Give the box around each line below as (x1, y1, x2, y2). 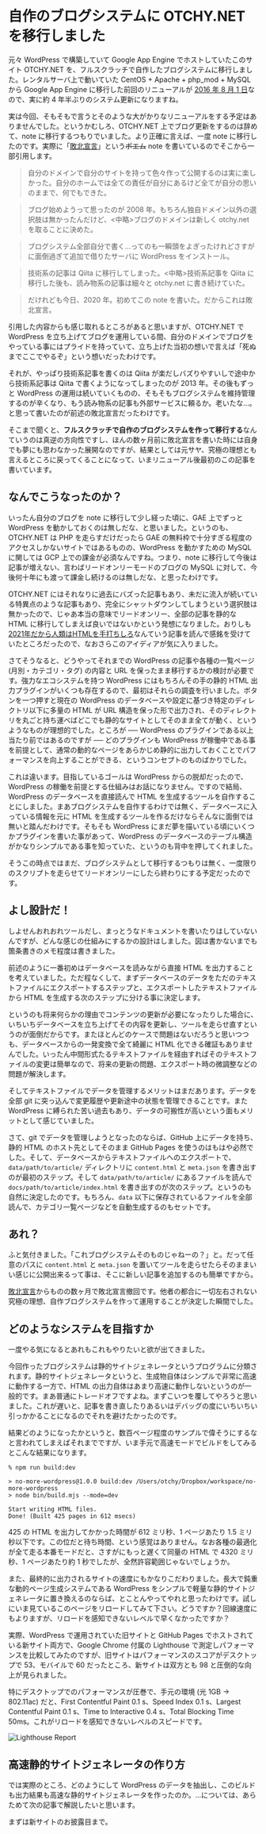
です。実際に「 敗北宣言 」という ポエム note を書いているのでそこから (21, 141, 248, 151)
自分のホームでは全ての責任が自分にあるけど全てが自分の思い (55, 178, 257, 187)
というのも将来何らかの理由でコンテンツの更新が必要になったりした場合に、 (8, 1009, 258, 1019)
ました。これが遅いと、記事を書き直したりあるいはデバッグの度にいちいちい (8, 1401, 258, 1411)
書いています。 (8, 464, 57, 474)
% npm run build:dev (8, 1464, 77, 1472)
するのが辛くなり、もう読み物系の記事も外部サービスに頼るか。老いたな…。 (8, 398, 256, 407)
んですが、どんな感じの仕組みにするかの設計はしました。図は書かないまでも (8, 936, 258, 946)
